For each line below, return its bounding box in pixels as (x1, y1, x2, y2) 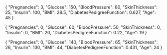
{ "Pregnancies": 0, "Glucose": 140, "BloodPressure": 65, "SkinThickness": (5, 39, 158, 45)
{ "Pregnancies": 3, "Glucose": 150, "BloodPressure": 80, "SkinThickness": (5, 4, 158, 10)
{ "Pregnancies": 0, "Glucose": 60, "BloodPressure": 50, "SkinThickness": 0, (5, 24, 161, 30)
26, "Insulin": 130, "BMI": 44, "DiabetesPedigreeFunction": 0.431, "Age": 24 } (5, 45, 163, 50)
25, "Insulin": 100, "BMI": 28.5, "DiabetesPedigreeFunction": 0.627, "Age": (5, 9, 156, 15)
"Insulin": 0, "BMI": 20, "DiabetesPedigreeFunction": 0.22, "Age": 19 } (5, 30, 147, 35)
